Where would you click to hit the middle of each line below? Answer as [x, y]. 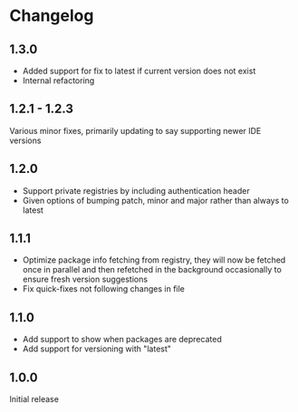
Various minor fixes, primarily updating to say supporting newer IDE [135, 130]
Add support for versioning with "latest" [97, 349]
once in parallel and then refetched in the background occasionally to [152, 270]
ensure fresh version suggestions [85, 279]
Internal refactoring [58, 81]
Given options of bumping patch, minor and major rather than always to [156, 200]
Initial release [34, 399]
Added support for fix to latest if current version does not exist [139, 71]
